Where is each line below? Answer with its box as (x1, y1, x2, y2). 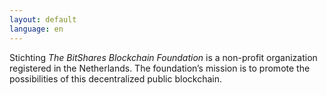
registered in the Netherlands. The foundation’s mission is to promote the (9, 62, 311, 74)
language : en (9, 24, 64, 34)
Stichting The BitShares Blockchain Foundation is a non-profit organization (9, 51, 318, 63)
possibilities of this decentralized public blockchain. (9, 72, 222, 85)
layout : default (9, 14, 77, 25)
